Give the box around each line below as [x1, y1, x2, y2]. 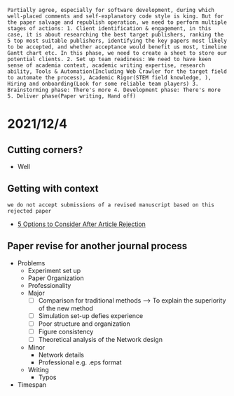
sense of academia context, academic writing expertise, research [7, 62, 205, 69]
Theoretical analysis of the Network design [38, 335, 163, 343]
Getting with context [7, 183, 99, 194]
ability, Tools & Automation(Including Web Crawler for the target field [7, 68, 228, 75]
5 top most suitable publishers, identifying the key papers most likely [7, 37, 228, 44]
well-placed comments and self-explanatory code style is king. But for [7, 13, 224, 20]
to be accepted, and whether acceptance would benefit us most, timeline [7, 44, 228, 51]
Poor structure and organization [38, 319, 131, 328]
